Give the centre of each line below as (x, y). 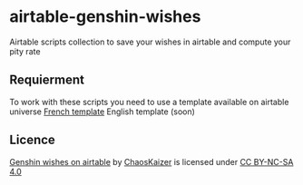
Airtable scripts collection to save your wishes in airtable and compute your (150, 42)
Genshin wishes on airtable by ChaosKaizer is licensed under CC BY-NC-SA (151, 161)
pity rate (25, 51)
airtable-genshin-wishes (105, 17)
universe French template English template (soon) (102, 112)
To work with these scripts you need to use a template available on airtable (149, 102)
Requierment (47, 80)
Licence (33, 140)
